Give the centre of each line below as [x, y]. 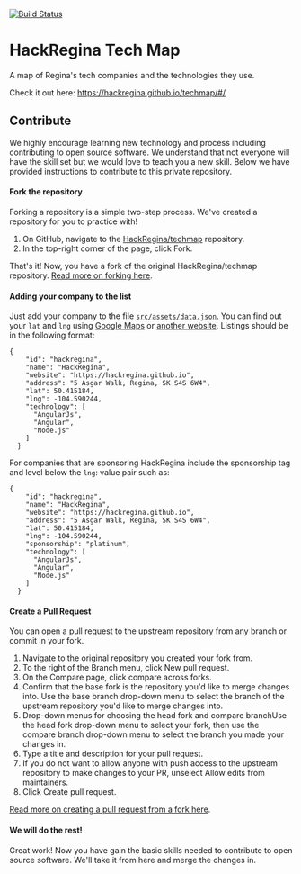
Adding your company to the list [71, 296]
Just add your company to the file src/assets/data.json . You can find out [146, 316]
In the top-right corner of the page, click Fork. [107, 248]
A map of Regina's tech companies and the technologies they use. [132, 75]
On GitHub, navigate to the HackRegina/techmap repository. [133, 239]
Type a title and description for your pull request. [113, 754]
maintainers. [45, 782]
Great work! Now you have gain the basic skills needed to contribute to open [151, 850]
